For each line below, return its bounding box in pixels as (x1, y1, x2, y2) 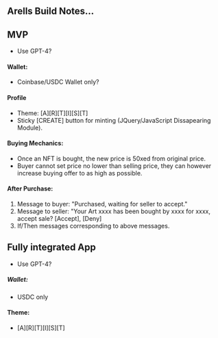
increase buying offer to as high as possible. (16, 169, 143, 177)
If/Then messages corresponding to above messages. (16, 222, 170, 230)
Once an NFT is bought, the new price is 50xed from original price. (16, 154, 206, 162)
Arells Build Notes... (7, 5, 95, 17)
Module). (16, 123, 43, 132)
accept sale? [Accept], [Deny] (16, 215, 102, 223)
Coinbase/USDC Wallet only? (16, 78, 99, 86)
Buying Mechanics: (7, 139, 64, 147)
